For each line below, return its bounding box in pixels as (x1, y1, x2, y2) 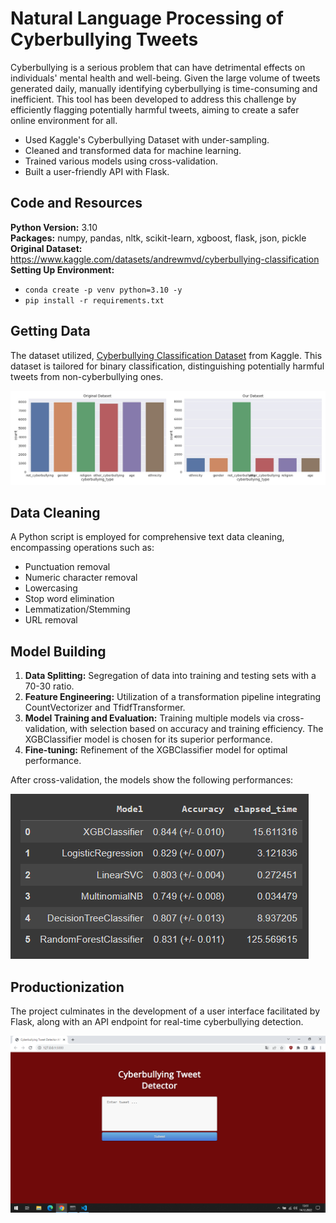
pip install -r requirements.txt (24, 295, 165, 306)
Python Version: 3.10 (10, 221, 98, 233)
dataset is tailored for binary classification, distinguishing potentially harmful (10, 360, 325, 372)
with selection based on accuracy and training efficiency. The (69, 723, 324, 735)
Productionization (10, 978, 125, 996)
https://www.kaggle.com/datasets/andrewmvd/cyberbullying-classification (10, 253, 320, 265)
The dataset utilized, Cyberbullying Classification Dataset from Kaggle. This (10, 349, 323, 361)
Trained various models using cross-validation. (24, 155, 219, 167)
